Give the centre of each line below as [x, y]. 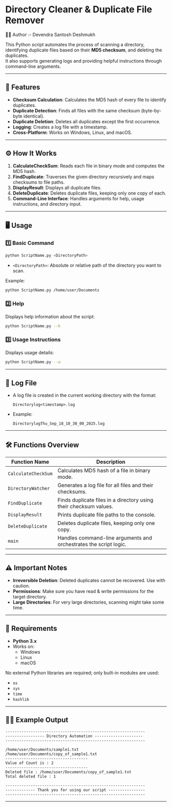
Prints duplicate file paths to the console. [107, 514]
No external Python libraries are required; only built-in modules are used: [82, 673]
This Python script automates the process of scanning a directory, [75, 44]
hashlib [21, 699]
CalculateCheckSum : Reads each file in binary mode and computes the [89, 166]
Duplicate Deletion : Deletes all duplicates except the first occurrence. [87, 121]
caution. [21, 586]
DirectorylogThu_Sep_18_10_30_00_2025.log [59, 424]
